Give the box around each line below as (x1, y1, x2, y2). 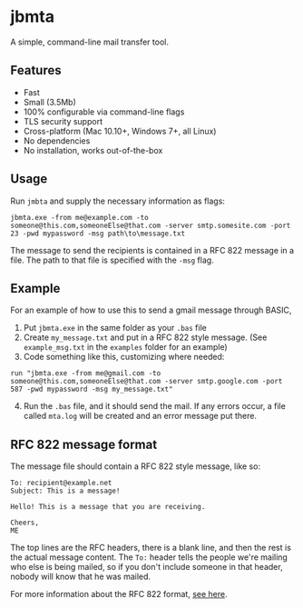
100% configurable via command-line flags (23, 106, 185, 117)
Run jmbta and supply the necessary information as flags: (10, 195, 226, 206)
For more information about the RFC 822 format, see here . (10, 589, 228, 600)
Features (10, 63, 62, 78)
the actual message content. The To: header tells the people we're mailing (10, 552, 288, 563)
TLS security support (23, 115, 103, 126)
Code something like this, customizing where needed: (23, 352, 225, 363)
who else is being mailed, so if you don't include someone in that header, (10, 562, 284, 573)
